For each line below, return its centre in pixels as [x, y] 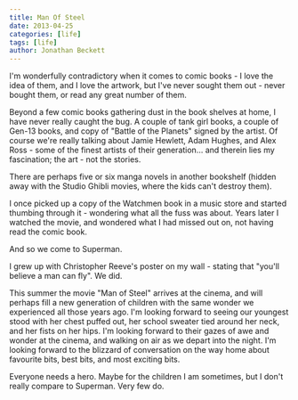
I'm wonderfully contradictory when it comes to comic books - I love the [141, 76]
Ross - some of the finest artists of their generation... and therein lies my [142, 150]
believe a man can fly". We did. [66, 276]
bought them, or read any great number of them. [98, 95]
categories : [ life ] [45, 34]
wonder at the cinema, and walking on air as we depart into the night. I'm [143, 340]
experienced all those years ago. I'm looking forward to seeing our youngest [149, 312]
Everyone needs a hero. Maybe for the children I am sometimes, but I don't [146, 377]
